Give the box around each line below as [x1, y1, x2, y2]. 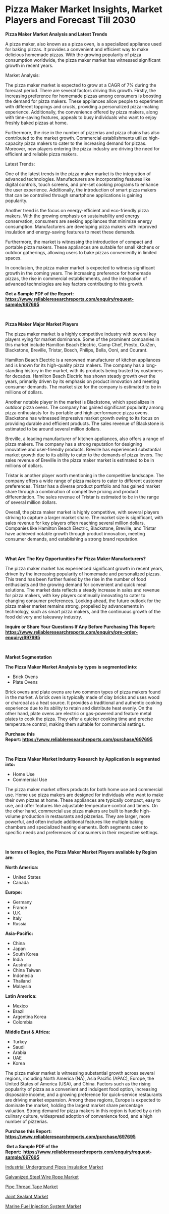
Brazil [12, 1008, 25, 1014]
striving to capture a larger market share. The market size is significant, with [5, 514, 163, 520]
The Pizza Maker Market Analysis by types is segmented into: [5, 663, 138, 670]
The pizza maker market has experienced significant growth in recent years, [5, 565, 164, 571]
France [12, 904, 28, 910]
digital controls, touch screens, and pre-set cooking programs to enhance [5, 181, 159, 187]
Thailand [12, 977, 31, 984]
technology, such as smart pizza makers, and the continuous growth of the [5, 608, 161, 614]
